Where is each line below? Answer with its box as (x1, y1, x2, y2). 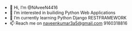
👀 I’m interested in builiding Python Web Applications (9, 10, 115, 15)
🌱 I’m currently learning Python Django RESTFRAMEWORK (9, 15, 127, 20)
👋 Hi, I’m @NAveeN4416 (9, 5, 58, 10)
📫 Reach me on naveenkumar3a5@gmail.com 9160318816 (9, 20, 128, 26)
